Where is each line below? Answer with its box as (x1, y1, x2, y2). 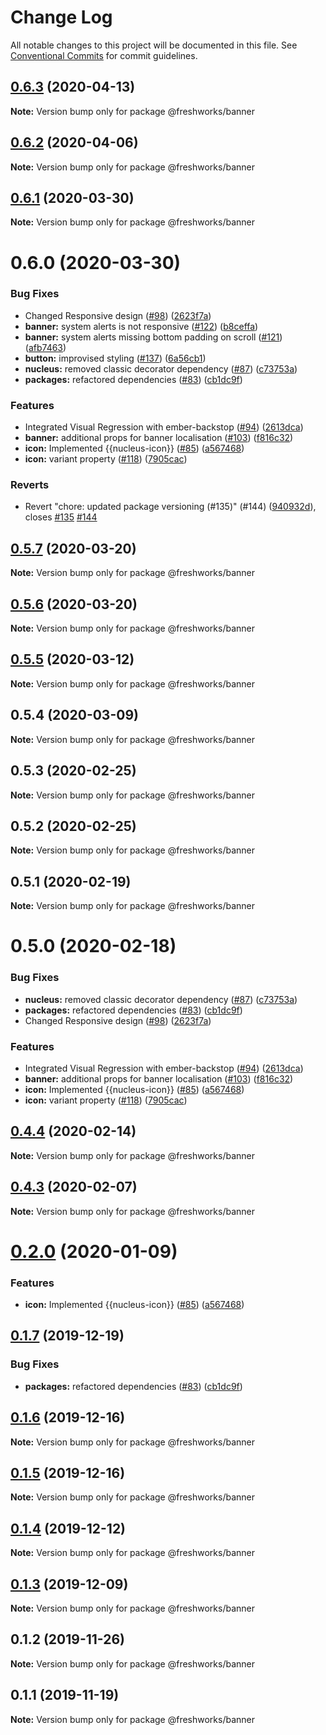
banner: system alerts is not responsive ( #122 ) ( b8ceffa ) (24, 320, 259, 332)
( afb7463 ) (24, 341, 67, 353)
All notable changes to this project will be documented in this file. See (10, 39, 298, 51)
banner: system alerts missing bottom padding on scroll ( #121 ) (24, 331, 283, 343)
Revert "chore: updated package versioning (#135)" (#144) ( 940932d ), (24, 501, 317, 513)
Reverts (10, 478, 50, 492)
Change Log (10, 6, 113, 29)
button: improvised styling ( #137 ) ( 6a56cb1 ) (24, 352, 207, 364)
